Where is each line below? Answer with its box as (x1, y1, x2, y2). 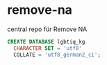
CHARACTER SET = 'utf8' (13, 44, 82, 52)
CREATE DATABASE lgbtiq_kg (7, 38, 85, 45)
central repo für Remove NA (7, 25, 88, 33)
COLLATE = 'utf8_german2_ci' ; (13, 51, 101, 58)
